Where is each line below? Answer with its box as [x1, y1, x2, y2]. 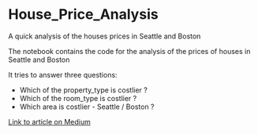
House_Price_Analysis [8, 5, 159, 24]
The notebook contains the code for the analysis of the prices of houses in [8, 46, 251, 56]
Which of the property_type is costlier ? [19, 85, 148, 95]
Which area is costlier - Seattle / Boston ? [19, 102, 155, 111]
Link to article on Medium [8, 117, 91, 126]
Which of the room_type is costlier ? [19, 93, 137, 103]
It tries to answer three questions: [8, 70, 118, 79]
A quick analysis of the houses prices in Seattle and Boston [8, 31, 201, 41]
